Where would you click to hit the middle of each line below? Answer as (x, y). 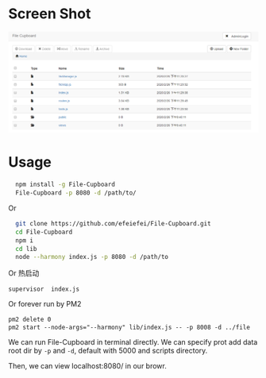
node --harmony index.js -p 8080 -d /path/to (92, 257)
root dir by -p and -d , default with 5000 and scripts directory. (108, 351)
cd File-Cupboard (44, 232)
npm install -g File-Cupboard (65, 185)
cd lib (26, 249)
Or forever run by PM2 (45, 304)
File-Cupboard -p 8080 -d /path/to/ (76, 193)
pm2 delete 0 (30, 320)
